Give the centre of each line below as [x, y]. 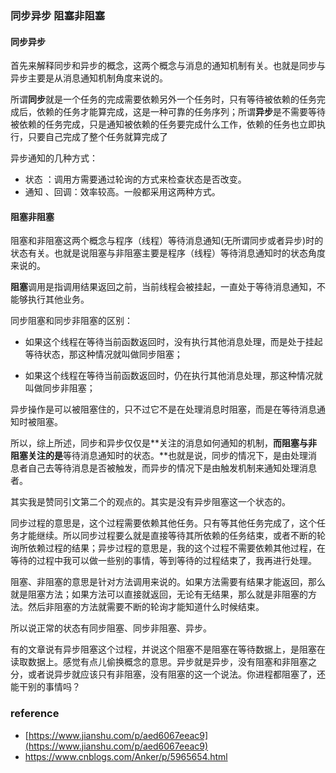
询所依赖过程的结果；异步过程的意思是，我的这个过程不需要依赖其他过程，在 [168, 548]
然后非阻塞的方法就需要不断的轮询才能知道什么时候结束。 [146, 607]
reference [35, 714]
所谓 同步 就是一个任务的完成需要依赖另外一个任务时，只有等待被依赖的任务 [163, 99]
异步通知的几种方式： [54, 158]
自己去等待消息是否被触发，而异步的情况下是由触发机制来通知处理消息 [172, 468]
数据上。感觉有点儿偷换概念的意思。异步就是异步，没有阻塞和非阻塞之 [172, 662]
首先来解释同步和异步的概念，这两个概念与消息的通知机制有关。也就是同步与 [168, 66]
